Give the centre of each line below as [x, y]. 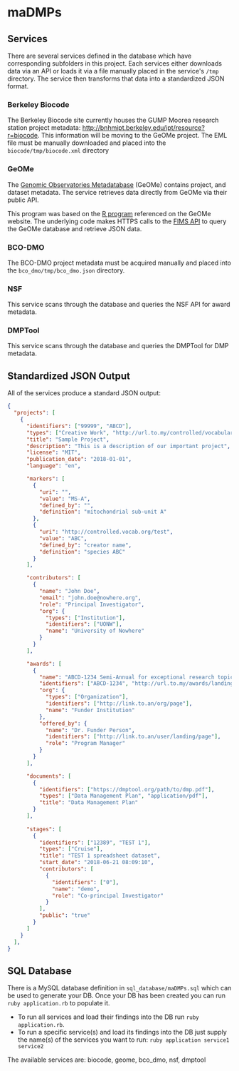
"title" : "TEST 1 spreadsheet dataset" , [100, 856]
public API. [23, 200]
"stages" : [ [44, 829]
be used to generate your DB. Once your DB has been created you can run [117, 995]
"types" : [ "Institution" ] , [85, 618]
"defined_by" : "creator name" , [85, 545]
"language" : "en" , [53, 466]
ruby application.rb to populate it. [59, 1003]
